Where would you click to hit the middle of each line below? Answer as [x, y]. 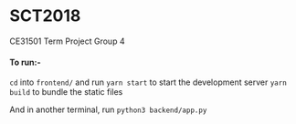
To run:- [25, 62]
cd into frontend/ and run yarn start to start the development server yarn [148, 82]
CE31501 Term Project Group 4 [67, 41]
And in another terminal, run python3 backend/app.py [108, 109]
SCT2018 [45, 16]
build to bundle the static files [66, 92]
